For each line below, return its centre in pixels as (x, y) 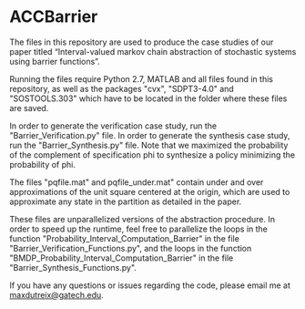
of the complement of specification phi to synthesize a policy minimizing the (152, 154)
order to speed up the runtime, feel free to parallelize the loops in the (139, 229)
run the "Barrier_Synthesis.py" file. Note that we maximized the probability (149, 145)
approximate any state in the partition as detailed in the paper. (126, 201)
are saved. (29, 108)
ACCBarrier (54, 17)
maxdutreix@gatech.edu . (57, 294)
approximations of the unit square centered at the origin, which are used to (150, 191)
